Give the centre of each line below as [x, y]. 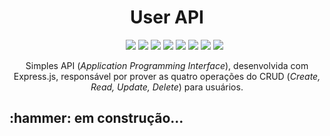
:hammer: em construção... [96, 118]
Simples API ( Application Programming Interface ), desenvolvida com [167, 65]
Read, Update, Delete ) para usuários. [167, 87]
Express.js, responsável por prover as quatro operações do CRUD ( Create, [167, 76]
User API [167, 17]
